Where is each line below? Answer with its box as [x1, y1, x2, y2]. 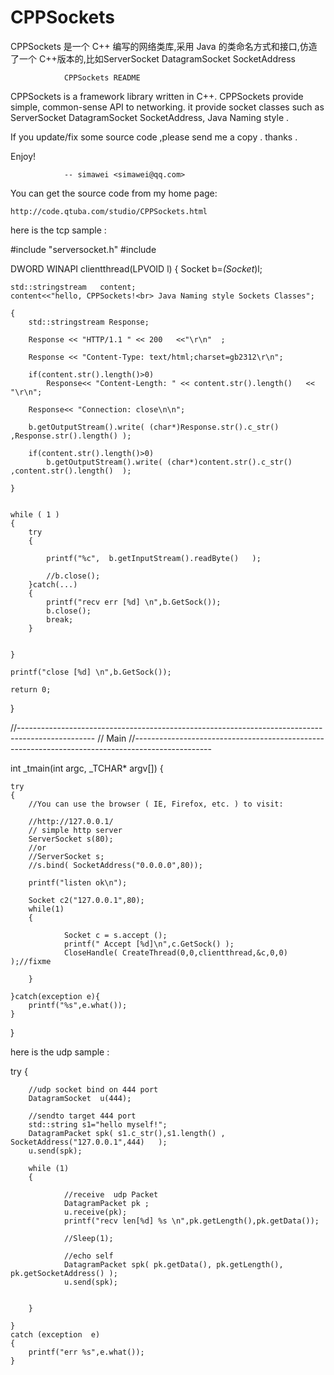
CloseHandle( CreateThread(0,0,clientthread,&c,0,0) [63, 947, 288, 958]
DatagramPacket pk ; [63, 1198, 150, 1208]
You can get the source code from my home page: [10, 187, 218, 199]
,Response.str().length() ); [10, 431, 132, 441]
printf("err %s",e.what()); [28, 1347, 145, 1357]
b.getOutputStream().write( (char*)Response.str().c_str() [28, 422, 280, 432]
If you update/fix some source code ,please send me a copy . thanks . [10, 131, 298, 143]
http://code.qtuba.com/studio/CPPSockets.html [10, 206, 208, 216]
